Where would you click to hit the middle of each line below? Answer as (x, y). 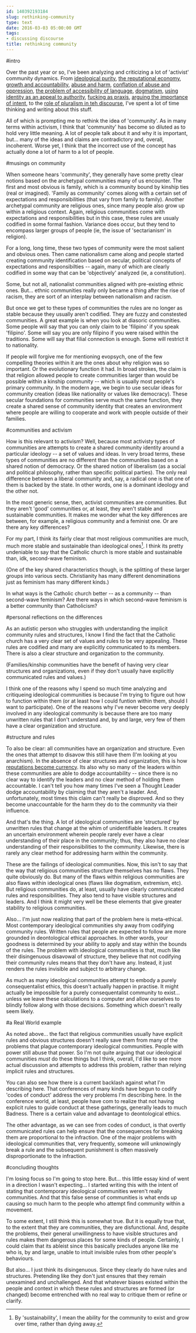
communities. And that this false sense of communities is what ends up (92, 1197)
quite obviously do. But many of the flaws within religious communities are (95, 876)
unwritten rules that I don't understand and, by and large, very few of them (96, 719)
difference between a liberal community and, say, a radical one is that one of (98, 478)
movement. (20, 1210)
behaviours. (20, 1258)
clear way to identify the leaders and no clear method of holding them (90, 779)
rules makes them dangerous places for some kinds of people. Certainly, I (95, 1239)
